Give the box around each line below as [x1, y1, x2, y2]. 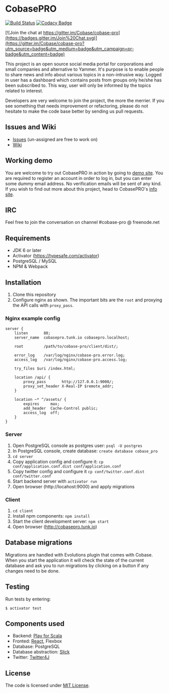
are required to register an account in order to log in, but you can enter [5, 175, 152, 181]
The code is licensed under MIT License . [5, 682, 90, 688]
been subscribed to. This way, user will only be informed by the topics [5, 82, 151, 88]
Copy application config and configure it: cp [12, 458, 103, 465]
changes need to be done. [5, 568, 60, 574]
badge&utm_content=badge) [5, 51, 65, 57]
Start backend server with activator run [12, 478, 97, 484]
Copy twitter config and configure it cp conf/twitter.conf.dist [12, 468, 145, 474]
